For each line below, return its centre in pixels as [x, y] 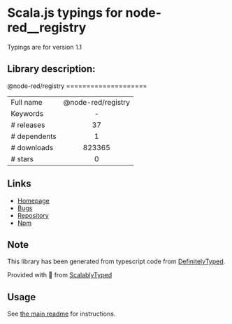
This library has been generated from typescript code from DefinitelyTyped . [116, 262]
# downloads [32, 147]
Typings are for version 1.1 [45, 47]
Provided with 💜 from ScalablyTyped [60, 275]
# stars [22, 159]
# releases [28, 125]
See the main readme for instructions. [61, 314]
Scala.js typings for [65, 13]
